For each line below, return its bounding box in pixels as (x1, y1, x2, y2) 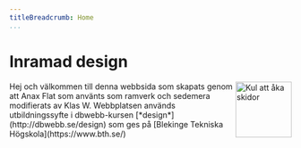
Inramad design (9, 51, 128, 71)
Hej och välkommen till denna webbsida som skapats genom (9, 81, 233, 92)
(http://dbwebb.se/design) (9, 119, 107, 129)
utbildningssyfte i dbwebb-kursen (9, 109, 134, 120)
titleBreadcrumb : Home (9, 12, 94, 22)
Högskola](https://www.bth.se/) (9, 128, 127, 139)
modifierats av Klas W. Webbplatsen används (9, 100, 176, 111)
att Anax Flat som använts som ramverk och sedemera (9, 90, 211, 101)
